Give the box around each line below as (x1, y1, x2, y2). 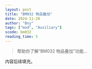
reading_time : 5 (5, 34, 38, 39)
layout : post (5, 7, 32, 12)
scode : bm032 (5, 30, 32, 34)
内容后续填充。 (5, 58, 35, 64)
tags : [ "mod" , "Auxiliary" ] (5, 25, 62, 30)
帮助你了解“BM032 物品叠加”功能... (17, 48, 88, 54)
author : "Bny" (5, 20, 34, 26)
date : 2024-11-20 (5, 16, 40, 21)
